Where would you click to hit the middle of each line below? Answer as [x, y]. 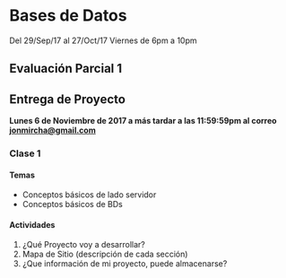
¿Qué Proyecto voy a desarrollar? [83, 245]
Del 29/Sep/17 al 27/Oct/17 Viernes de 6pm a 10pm [103, 40]
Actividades [32, 224]
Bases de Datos [68, 16]
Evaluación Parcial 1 [66, 69]
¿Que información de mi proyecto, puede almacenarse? [125, 264]
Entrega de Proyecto [67, 99]
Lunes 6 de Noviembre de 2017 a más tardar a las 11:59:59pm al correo [143, 121]
